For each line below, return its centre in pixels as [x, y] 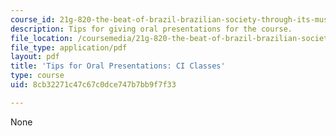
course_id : [33, 19]
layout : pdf [35, 57]
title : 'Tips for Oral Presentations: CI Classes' [118, 66]
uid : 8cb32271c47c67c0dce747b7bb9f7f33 [93, 85]
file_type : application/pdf [69, 47]
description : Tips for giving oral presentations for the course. [151, 29]
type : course [37, 76]
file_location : [42, 38]
